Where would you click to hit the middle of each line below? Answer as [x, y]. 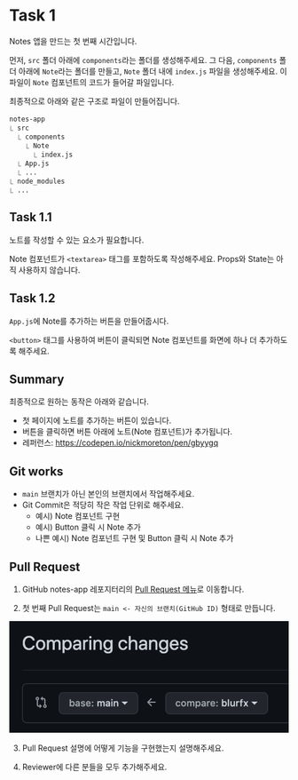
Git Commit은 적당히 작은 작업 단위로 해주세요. [103, 505]
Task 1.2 [32, 298]
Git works [36, 471]
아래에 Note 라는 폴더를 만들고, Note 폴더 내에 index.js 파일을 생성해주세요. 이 [153, 71]
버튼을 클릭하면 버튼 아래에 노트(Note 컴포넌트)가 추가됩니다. [127, 432]
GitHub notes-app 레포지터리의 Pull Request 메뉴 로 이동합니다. [133, 589]
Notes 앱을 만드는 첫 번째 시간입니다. [73, 41]
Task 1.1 [31, 217]
